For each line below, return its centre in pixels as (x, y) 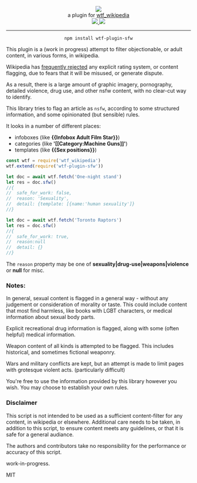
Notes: (16, 286)
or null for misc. (26, 270)
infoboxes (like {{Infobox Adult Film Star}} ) (67, 137)
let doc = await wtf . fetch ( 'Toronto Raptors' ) (64, 220)
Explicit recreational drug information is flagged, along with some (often (93, 328)
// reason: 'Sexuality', (38, 199)
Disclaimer (22, 403)
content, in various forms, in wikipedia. (53, 56)
